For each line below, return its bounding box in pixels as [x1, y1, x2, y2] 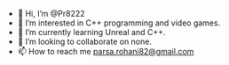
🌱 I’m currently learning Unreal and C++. [17, 27, 166, 37]
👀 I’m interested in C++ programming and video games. [17, 18, 221, 28]
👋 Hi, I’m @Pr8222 [17, 9, 86, 18]
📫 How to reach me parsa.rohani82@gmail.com [17, 47, 194, 56]
